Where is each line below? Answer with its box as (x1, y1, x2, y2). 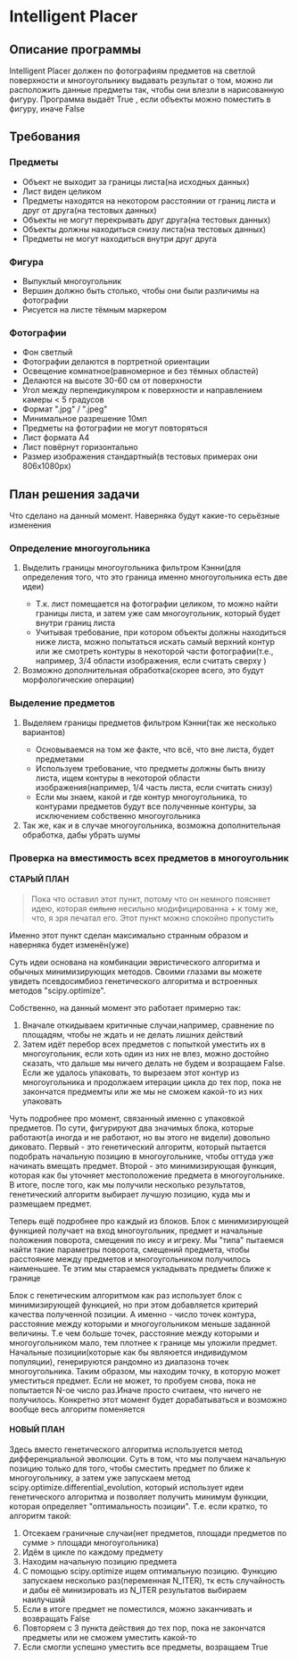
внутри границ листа (35, 618, 116, 629)
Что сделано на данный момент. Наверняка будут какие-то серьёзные (9, 511, 280, 522)
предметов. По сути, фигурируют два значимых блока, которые (9, 1123, 254, 1133)
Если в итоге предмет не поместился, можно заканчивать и (21, 1604, 252, 1615)
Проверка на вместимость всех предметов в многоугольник (9, 851, 290, 864)
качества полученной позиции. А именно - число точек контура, (9, 1308, 257, 1319)
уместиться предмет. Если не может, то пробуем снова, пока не (9, 1375, 257, 1386)
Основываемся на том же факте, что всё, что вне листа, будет (35, 744, 275, 755)
